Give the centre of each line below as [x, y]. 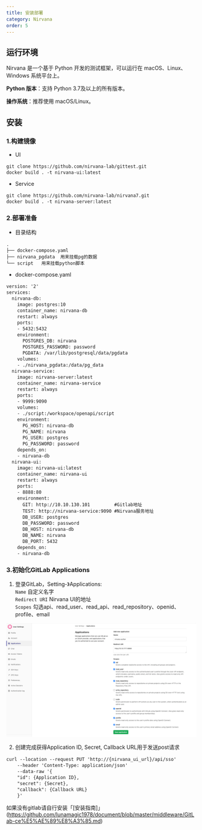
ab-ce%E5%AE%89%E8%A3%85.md [54, 821]
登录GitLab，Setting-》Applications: [58, 584]
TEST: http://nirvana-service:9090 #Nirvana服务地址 [88, 512]
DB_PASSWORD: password [51, 524]
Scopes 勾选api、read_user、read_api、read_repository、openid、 [97, 607]
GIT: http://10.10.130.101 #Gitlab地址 [82, 505]
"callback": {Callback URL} [52, 789]
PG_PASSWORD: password [51, 444]
